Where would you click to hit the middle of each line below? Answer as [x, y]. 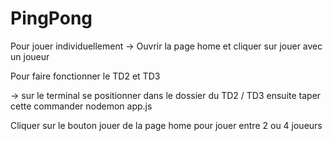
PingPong [51, 18]
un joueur [30, 56]
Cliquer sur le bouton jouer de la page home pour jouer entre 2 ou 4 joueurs [166, 125]
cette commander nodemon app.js [81, 106]
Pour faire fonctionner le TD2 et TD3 [85, 76]
